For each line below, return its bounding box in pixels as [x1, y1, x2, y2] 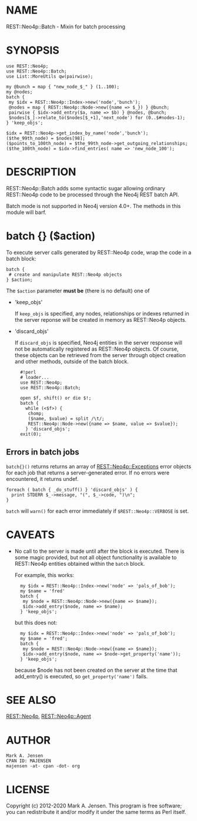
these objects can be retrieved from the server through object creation [14, 351, 186, 358]
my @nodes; [6, 89, 33, 95]
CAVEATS [6, 528, 55, 541]
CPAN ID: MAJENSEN [6, 758, 51, 764]
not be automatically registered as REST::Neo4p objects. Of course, [14, 345, 179, 352]
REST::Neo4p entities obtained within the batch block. [14, 560, 145, 567]
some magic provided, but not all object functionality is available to [14, 553, 177, 560]
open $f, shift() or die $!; [20, 395, 92, 401]
